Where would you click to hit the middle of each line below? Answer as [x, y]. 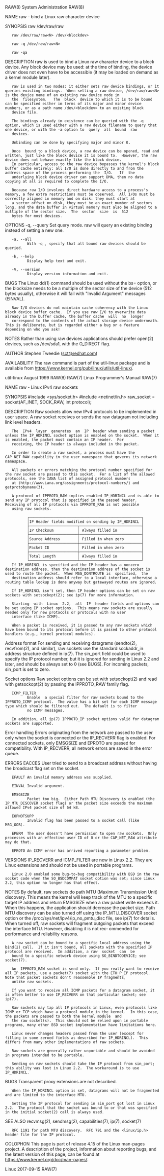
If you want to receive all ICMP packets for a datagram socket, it [83, 991]
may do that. [18, 842]
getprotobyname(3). [25, 487]
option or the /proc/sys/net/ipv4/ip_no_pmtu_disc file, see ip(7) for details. [80, 918]
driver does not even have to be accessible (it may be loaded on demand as [82, 72]
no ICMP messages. [46, 710]
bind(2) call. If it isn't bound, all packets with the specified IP [79, 947]
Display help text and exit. [57, 261]
